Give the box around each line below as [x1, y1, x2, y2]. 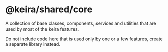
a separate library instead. [5, 41, 60, 47]
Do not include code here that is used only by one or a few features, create [5, 36, 163, 42]
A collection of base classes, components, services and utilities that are [5, 20, 156, 27]
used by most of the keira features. [5, 25, 79, 32]
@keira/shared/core [5, 4, 93, 15]
